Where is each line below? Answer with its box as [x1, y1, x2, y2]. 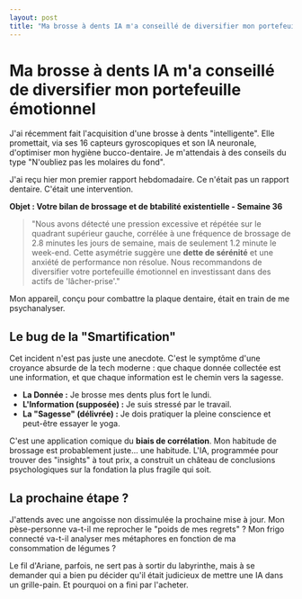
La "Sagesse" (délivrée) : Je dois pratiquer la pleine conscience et [22, 408, 271, 419]
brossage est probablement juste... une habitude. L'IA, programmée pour [9, 445, 279, 456]
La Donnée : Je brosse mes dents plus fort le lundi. [22, 389, 212, 400]
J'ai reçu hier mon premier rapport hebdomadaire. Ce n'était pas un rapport [9, 174, 289, 185]
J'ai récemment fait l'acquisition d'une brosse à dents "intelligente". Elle [9, 128, 275, 139]
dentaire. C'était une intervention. [9, 183, 133, 194]
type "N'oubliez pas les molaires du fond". [9, 156, 165, 167]
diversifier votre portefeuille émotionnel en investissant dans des [31, 266, 271, 277]
